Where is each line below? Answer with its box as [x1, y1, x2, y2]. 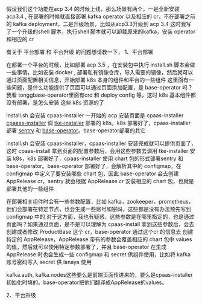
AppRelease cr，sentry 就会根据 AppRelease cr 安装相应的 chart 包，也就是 [6, 178, 194, 184]
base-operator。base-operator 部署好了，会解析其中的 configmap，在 [6, 163, 182, 169]
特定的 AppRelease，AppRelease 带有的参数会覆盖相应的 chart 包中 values [6, 236, 192, 243]
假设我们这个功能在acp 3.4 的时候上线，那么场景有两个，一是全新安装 [6, 5, 180, 12]
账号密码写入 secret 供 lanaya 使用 [6, 259, 92, 265]
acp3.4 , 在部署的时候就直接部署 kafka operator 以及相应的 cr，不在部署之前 [6, 13, 196, 20]
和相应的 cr [6, 36, 34, 42]
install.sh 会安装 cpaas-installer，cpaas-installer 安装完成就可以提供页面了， [6, 140, 197, 147]
